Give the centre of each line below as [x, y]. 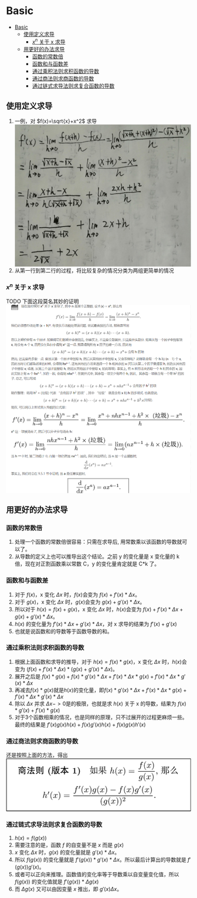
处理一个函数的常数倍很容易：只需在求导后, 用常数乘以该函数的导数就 [98, 542]
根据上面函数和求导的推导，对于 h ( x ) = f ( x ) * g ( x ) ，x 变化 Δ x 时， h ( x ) [98, 661]
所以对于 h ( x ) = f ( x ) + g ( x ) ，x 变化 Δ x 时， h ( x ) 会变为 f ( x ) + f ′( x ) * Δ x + [99, 609]
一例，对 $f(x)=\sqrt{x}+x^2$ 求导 [56, 121]
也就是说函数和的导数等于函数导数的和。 [63, 631]
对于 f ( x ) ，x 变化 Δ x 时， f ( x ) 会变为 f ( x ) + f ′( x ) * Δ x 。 [77, 594]
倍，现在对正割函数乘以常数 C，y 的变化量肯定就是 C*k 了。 [87, 564]
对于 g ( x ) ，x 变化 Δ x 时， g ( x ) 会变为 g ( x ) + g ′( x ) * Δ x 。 [80, 602]
